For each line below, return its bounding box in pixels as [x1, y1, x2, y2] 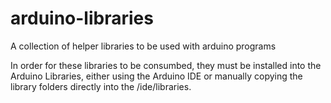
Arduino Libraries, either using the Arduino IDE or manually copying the [10, 70, 303, 82]
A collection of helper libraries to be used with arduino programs [10, 40, 277, 52]
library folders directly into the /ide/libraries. [10, 80, 192, 92]
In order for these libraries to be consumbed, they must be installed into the [10, 59, 322, 71]
